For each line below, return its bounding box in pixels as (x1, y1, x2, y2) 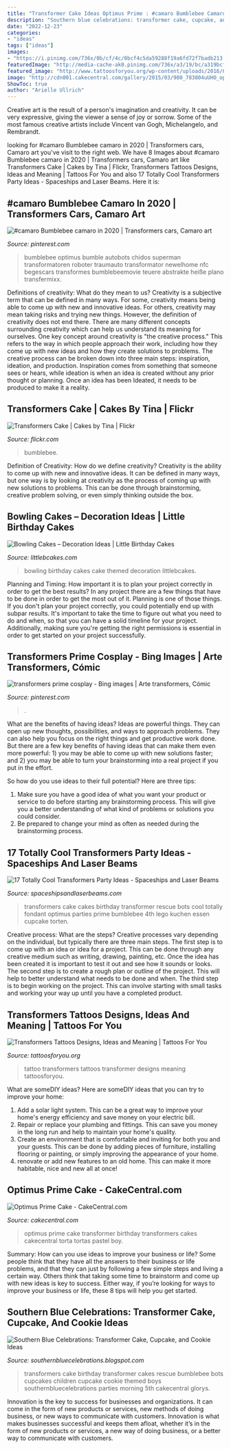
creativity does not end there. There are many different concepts (7, 317, 191, 325)
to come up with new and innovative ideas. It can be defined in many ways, (7, 469, 220, 477)
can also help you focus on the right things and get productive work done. (7, 734, 217, 743)
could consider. (16, 813, 61, 821)
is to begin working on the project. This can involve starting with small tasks (7, 982, 222, 990)
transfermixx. (23, 275, 62, 283)
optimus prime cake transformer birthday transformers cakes (23, 1229, 197, 1237)
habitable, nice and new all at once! (16, 1164, 118, 1172)
